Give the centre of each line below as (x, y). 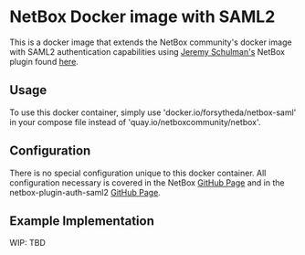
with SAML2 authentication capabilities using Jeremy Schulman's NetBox (147, 51)
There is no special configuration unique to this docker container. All (138, 173)
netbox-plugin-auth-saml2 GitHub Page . (85, 192)
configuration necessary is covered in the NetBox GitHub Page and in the (147, 182)
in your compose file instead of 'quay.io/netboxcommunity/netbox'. (135, 122)
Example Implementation (82, 221)
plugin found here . (44, 61)
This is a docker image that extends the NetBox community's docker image (151, 42)
